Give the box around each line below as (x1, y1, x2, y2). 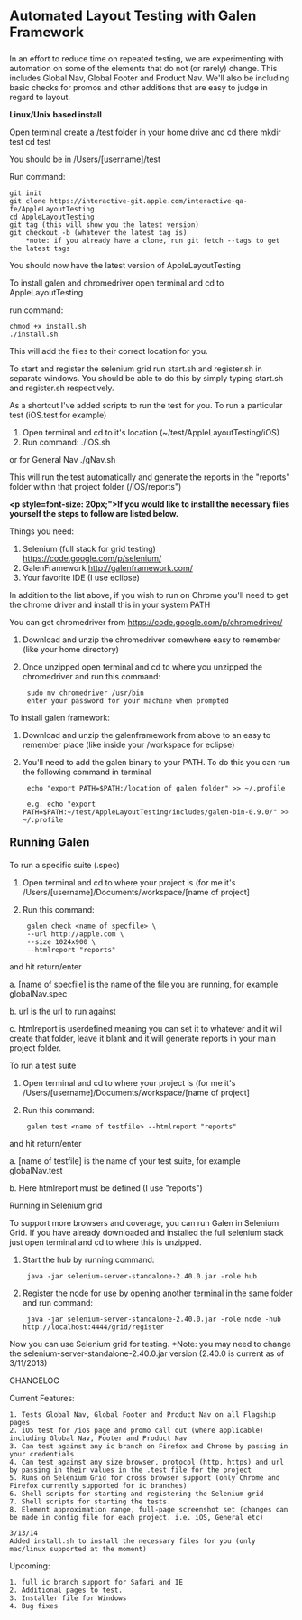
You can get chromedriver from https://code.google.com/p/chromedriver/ (9, 617, 283, 627)
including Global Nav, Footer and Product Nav (9, 1434, 188, 1443)
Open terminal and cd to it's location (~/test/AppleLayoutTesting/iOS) (22, 427, 279, 437)
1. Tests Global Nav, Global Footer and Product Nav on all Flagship (9, 1410, 277, 1419)
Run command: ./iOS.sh (22, 436, 111, 447)
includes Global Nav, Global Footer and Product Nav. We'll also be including (9, 72, 290, 83)
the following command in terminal (22, 766, 151, 777)
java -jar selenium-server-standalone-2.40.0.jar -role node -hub (26, 1315, 281, 1324)
